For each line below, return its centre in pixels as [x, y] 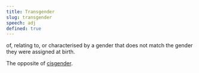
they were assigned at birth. [41, 52]
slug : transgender [29, 17]
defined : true [24, 28]
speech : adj [21, 23]
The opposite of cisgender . [40, 63]
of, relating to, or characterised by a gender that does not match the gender [99, 45]
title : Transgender [31, 12]
